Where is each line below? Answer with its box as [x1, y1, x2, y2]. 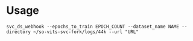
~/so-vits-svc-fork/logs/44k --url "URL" [33, 28, 139, 35]
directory [6, 28, 31, 35]
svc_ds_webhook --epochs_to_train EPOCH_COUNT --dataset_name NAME [6, 24, 180, 30]
